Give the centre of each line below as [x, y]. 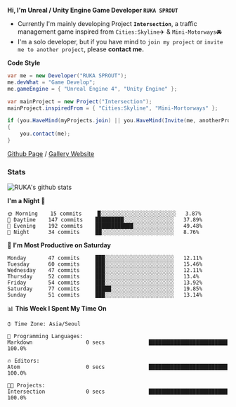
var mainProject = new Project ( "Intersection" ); [80, 101]
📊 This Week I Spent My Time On [57, 309]
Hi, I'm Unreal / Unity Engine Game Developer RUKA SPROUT [93, 10]
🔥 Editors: [24, 361]
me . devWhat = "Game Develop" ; [52, 82]
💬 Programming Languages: [45, 337]
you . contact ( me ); [45, 134]
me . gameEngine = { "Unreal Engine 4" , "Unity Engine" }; [92, 89]
